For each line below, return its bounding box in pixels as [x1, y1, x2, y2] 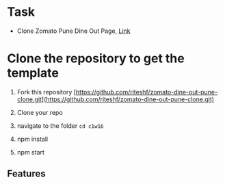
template [7, 66, 59, 81]
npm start [16, 148, 44, 156]
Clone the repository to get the [7, 51, 185, 66]
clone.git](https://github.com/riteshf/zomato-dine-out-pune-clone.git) [16, 95, 214, 103]
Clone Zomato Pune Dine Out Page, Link [16, 27, 131, 35]
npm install [16, 135, 49, 143]
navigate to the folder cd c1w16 [16, 121, 104, 130]
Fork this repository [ [16, 88, 77, 96]
